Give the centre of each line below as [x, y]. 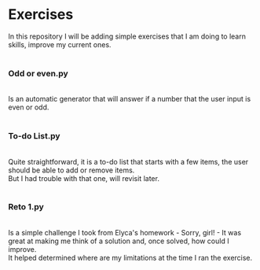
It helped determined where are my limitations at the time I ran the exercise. [130, 257]
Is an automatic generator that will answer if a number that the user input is [130, 99]
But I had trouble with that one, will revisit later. [84, 178]
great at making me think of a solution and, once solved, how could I [119, 241]
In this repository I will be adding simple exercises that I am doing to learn [127, 36]
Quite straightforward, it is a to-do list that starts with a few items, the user [128, 161]
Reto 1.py [26, 207]
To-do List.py [34, 136]
